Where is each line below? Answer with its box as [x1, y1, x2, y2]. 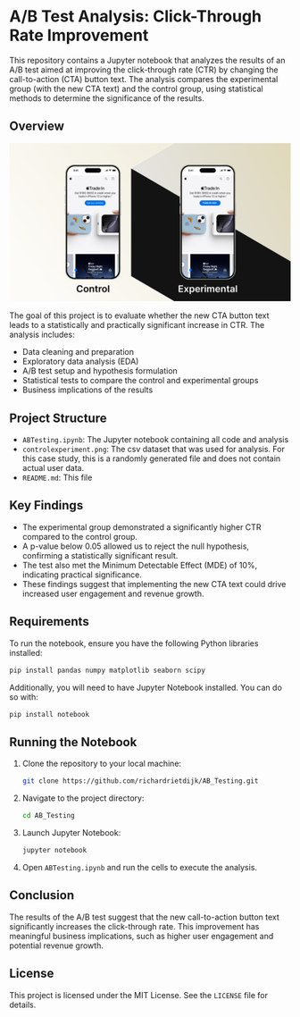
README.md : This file [21, 472, 93, 483]
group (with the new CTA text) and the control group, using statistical [9, 83, 263, 94]
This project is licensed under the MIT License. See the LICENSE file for [9, 989, 268, 1000]
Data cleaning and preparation [21, 347, 134, 357]
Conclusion [9, 887, 75, 904]
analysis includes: [9, 329, 75, 340]
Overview [9, 119, 65, 134]
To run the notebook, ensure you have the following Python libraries [9, 637, 259, 649]
